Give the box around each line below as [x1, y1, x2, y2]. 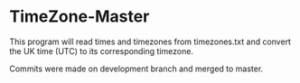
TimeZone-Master [9, 6, 150, 27]
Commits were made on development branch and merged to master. [9, 63, 264, 74]
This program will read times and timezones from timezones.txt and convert [9, 36, 292, 47]
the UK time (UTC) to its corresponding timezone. [9, 45, 194, 56]
